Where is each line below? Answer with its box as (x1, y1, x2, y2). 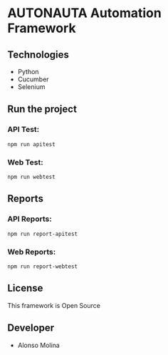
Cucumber (17, 75, 49, 83)
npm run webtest (7, 173, 56, 180)
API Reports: (7, 214, 52, 224)
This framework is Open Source (7, 301, 101, 309)
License (7, 282, 43, 294)
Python (17, 68, 39, 76)
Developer (7, 322, 55, 334)
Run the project (7, 103, 77, 115)
